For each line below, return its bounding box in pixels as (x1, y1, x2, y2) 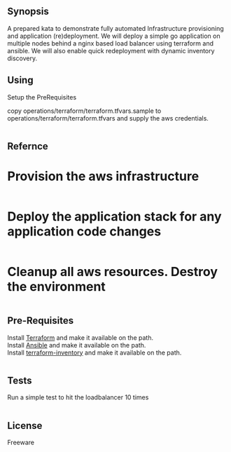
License (7, 420, 43, 432)
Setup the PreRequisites (7, 93, 77, 101)
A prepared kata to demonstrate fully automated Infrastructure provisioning (7, 24, 224, 32)
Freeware (7, 438, 35, 447)
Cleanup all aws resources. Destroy (7, 264, 218, 280)
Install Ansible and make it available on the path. (7, 341, 146, 349)
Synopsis (7, 6, 49, 18)
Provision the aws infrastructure (7, 168, 199, 184)
